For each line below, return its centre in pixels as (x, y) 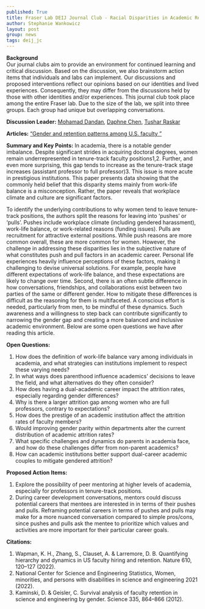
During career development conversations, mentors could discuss (98, 497)
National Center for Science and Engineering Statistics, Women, (95, 573)
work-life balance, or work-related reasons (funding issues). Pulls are (93, 229)
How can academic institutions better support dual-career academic (101, 454)
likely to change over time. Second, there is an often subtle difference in (97, 281)
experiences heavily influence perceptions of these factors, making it (93, 261)
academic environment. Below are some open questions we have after (95, 326)
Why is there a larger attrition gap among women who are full (92, 402)
